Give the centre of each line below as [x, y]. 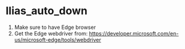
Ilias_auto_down [47, 11]
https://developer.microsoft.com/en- [134, 33]
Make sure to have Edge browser [55, 27]
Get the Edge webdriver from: [51, 33]
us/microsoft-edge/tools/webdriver [57, 40]
